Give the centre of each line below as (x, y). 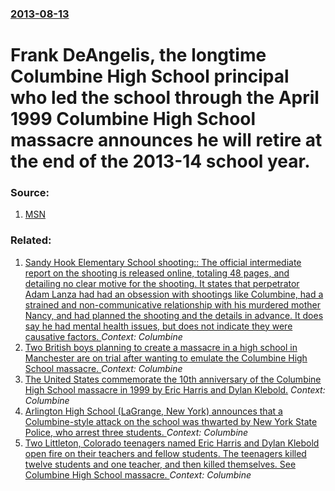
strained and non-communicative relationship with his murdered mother (173, 304)
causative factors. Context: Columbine (103, 336)
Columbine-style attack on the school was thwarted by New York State (171, 421)
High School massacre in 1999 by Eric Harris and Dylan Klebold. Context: (175, 389)
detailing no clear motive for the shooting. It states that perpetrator (162, 283)
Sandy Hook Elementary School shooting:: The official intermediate (163, 262)
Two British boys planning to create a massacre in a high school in (161, 347)
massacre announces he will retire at (166, 140)
